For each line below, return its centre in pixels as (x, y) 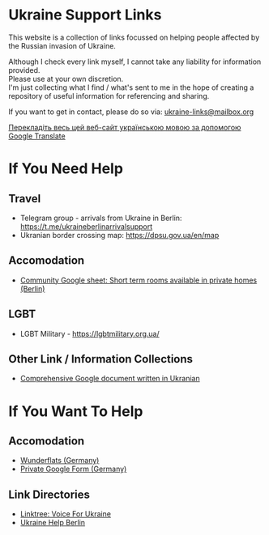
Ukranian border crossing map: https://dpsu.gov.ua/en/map (120, 235)
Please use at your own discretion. (66, 79)
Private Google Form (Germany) (73, 469)
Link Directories (49, 494)
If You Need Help (66, 169)
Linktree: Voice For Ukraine (66, 514)
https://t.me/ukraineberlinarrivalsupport (86, 226)
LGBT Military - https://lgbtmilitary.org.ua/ (90, 333)
